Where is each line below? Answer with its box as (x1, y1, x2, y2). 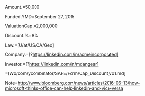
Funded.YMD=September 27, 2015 (5, 14, 75, 19)
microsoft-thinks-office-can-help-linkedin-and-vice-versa (5, 85, 123, 91)
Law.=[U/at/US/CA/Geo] (5, 42, 54, 48)
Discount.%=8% (5, 33, 38, 38)
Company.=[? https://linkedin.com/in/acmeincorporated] (5, 51, 119, 57)
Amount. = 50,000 (5, 4, 40, 10)
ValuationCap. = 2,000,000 (5, 23, 58, 29)
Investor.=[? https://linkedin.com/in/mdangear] (5, 61, 99, 67)
